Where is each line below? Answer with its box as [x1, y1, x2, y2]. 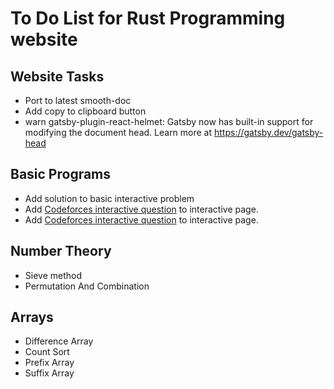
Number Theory [10, 243, 112, 260]
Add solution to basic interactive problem [24, 192, 195, 204]
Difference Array [24, 335, 94, 347]
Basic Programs [10, 166, 112, 183]
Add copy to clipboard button [24, 105, 147, 117]
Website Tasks [10, 68, 105, 85]
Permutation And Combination [24, 280, 150, 292]
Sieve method [24, 269, 83, 281]
